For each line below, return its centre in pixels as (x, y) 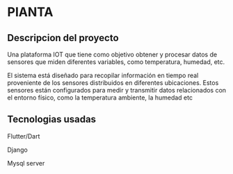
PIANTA (30, 12)
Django (17, 150)
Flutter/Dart (24, 136)
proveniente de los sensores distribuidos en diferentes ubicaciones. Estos (113, 83)
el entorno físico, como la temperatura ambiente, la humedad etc (100, 97)
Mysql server (26, 163)
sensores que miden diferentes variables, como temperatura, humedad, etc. (116, 62)
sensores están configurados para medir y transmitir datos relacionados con (117, 90)
